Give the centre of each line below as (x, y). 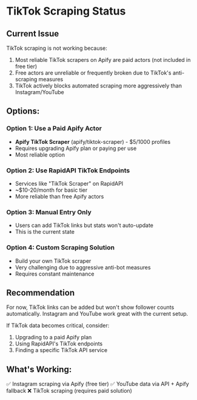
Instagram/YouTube (40, 92)
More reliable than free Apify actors (59, 196)
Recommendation (40, 293)
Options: (23, 111)
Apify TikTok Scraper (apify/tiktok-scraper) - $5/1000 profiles (93, 141)
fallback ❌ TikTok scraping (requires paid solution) (69, 391)
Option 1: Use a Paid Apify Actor (54, 129)
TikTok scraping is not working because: (57, 48)
